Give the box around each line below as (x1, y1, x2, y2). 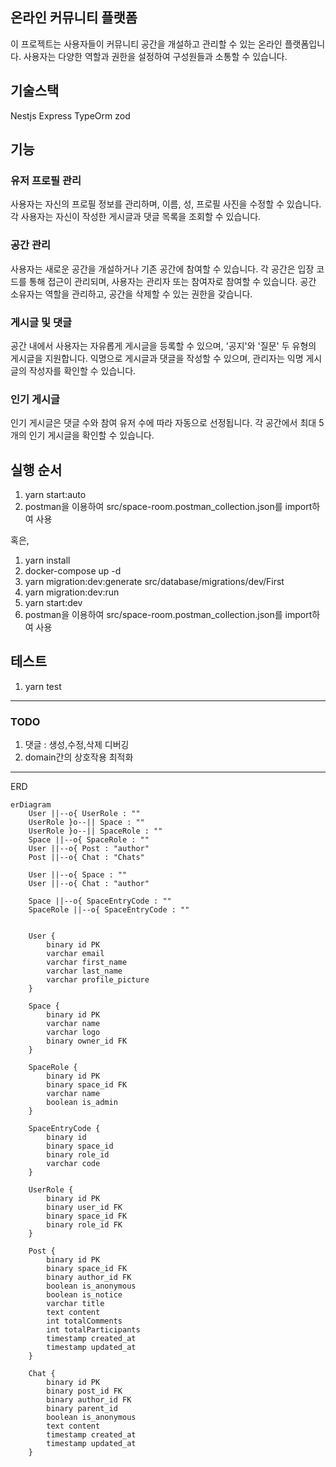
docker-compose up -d (24, 565, 122, 577)
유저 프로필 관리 (10, 173, 82, 187)
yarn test (24, 680, 62, 692)
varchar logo (46, 1028, 101, 1038)
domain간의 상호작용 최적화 (24, 751, 134, 763)
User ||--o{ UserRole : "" (28, 809, 141, 819)
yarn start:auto (24, 489, 87, 501)
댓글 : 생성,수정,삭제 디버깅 (24, 739, 130, 751)
